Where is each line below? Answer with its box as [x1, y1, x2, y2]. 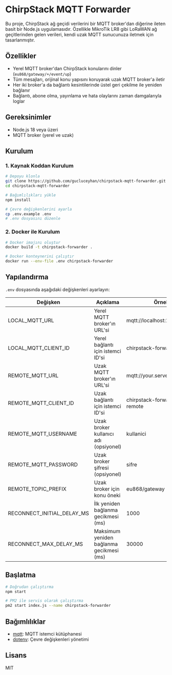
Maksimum [94, 527, 121, 535]
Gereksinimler [5, 113, 52, 121]
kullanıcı [94, 430, 114, 437]
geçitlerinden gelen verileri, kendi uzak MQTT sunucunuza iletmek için [5, 31, 154, 37]
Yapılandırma [5, 273, 49, 281]
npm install [5, 197, 31, 202]
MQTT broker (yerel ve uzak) [12, 132, 74, 138]
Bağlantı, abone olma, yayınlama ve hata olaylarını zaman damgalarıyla [12, 92, 162, 98]
